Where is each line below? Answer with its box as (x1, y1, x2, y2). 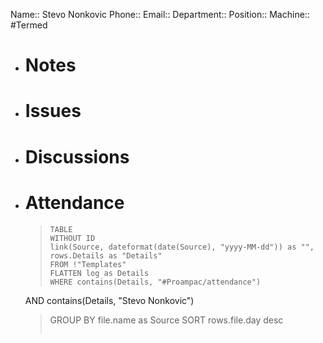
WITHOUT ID (49, 233, 96, 243)
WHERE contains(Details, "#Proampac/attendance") (49, 277, 262, 287)
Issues (24, 100, 82, 123)
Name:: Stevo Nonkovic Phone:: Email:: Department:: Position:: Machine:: (10, 9, 310, 20)
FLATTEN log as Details (49, 268, 150, 278)
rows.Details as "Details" (49, 250, 163, 261)
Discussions (24, 145, 130, 168)
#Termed (10, 19, 48, 31)
